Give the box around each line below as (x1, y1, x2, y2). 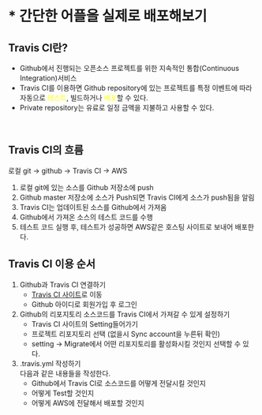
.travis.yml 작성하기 (19, 358, 81, 368)
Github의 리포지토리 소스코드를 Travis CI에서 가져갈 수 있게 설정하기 (19, 309, 230, 319)
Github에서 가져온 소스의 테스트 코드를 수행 (19, 212, 154, 222)
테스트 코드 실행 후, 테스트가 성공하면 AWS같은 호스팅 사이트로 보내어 (19, 222, 234, 231)
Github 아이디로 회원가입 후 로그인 (31, 299, 138, 308)
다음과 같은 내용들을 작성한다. (19, 368, 111, 378)
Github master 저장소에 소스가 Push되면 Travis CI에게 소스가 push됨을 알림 (19, 193, 255, 202)
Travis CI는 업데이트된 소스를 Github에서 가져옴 (19, 202, 167, 211)
